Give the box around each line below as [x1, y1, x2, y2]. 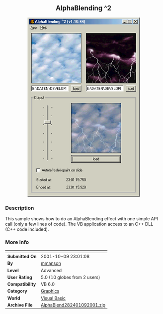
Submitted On [7, 254, 37, 260]
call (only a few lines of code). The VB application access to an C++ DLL [5, 221, 154, 227]
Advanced [40, 267, 62, 273]
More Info [5, 239, 29, 246]
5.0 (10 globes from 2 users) [40, 274, 100, 280]
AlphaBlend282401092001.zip [40, 302, 106, 308]
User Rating [7, 274, 32, 280]
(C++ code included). [5, 226, 49, 232]
